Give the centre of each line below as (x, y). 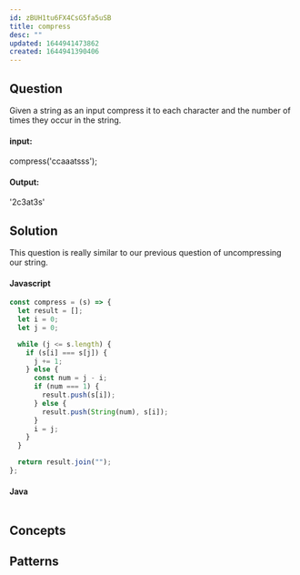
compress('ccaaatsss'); (54, 161)
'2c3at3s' (27, 202)
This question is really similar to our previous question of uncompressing (145, 253)
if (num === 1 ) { (66, 387)
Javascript (30, 283)
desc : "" (26, 35)
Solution (34, 231)
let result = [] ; (50, 311)
